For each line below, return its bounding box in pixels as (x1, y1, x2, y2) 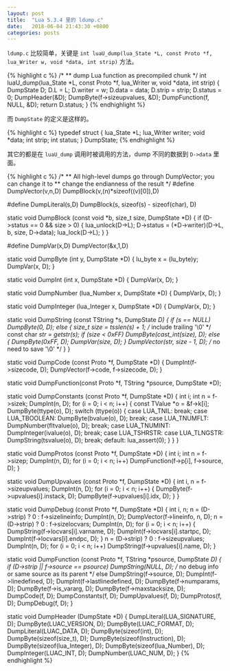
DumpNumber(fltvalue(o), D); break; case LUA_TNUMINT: (7, 421, 171, 430)
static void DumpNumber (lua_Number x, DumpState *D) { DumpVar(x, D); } (7, 289, 222, 297)
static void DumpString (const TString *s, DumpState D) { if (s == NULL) (7, 316, 211, 324)
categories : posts (7, 29, 60, 36)
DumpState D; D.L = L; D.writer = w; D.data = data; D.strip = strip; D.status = (7, 86, 222, 94)
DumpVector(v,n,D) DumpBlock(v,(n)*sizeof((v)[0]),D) (7, 187, 159, 195)
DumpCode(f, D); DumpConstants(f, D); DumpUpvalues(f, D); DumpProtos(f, (7, 592, 222, 600)
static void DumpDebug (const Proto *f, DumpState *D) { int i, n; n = (7, 505, 200, 513)
